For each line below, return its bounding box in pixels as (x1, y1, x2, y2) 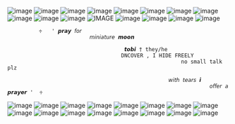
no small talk (181, 58, 222, 65)
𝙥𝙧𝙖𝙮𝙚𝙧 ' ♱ (7, 89, 43, 96)
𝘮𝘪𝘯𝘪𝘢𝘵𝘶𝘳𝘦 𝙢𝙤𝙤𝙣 (89, 34, 135, 41)
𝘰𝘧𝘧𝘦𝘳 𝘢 (209, 83, 229, 90)
